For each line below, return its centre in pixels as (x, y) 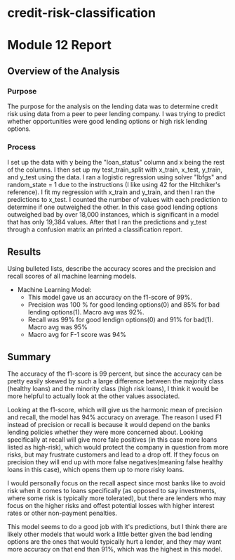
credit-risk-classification (82, 13)
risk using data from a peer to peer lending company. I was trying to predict (116, 114)
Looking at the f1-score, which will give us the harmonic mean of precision (115, 409)
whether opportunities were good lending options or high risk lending (107, 122)
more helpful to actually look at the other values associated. (94, 396)
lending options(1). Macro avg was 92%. (86, 312)
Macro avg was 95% (58, 327)
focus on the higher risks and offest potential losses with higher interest (111, 505)
